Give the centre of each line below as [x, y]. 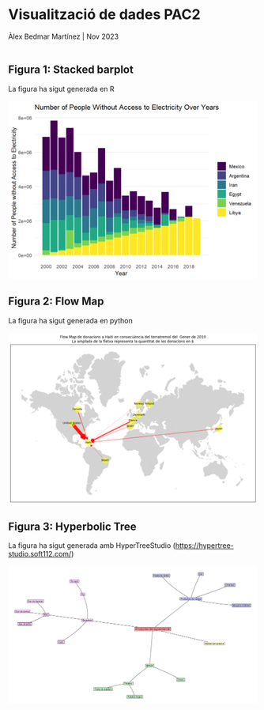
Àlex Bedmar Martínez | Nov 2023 [64, 36]
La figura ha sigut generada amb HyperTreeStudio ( [92, 546]
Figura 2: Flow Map [56, 302]
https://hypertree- [205, 546]
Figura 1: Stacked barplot [71, 70]
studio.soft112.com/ [40, 554]
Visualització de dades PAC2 [104, 15]
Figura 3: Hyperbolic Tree [72, 526]
